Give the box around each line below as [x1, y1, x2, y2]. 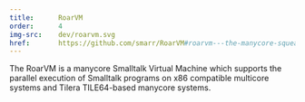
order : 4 [9, 22, 64, 31]
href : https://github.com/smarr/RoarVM [9, 38, 184, 48]
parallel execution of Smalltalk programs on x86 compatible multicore [9, 73, 270, 84]
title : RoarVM [9, 13, 84, 23]
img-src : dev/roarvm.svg [9, 30, 116, 39]
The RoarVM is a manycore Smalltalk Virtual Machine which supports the [9, 63, 282, 74]
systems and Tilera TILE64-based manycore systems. [9, 82, 212, 93]
